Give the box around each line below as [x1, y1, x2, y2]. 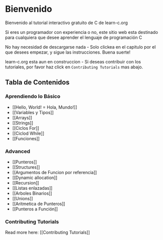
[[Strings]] [12, 120, 33, 126]
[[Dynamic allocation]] [12, 175, 57, 180]
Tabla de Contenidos [5, 78, 70, 87]
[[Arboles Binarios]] [12, 190, 53, 196]
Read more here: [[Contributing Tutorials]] [5, 230, 90, 236]
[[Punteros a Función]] [12, 206, 58, 212]
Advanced [5, 148, 30, 154]
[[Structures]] [12, 164, 40, 170]
